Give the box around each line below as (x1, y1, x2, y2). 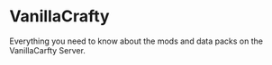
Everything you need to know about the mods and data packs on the (9, 36, 264, 46)
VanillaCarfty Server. (9, 45, 86, 55)
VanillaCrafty (9, 6, 110, 27)
